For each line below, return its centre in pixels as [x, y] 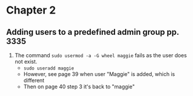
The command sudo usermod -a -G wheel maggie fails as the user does [101, 55]
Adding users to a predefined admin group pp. [93, 32]
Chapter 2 [31, 10]
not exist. [26, 62]
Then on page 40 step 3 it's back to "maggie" [79, 87]
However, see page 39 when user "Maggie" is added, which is [99, 74]
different [34, 80]
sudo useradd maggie [49, 68]
